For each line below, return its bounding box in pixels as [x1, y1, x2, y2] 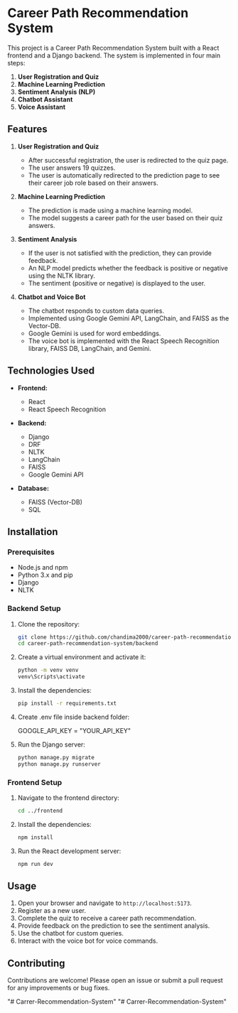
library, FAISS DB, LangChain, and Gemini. [28, 344, 151, 352]
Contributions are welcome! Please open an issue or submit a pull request [7, 976, 224, 985]
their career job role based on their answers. [28, 178, 158, 187]
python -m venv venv [17, 666, 79, 674]
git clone [17, 634, 48, 641]
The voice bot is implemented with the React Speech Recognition [28, 336, 220, 345]
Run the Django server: [17, 740, 85, 749]
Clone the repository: [17, 619, 80, 628]
